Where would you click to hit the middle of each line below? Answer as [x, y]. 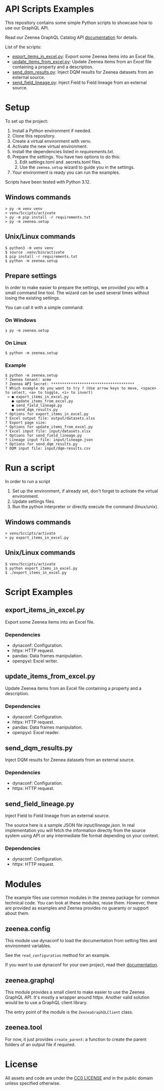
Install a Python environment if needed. [52, 131]
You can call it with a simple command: [45, 307]
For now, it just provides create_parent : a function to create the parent [76, 1039]
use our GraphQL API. [27, 27]
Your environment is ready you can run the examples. [66, 172]
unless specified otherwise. [33, 1083]
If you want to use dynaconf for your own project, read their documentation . [82, 965]
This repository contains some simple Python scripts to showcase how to [79, 23]
